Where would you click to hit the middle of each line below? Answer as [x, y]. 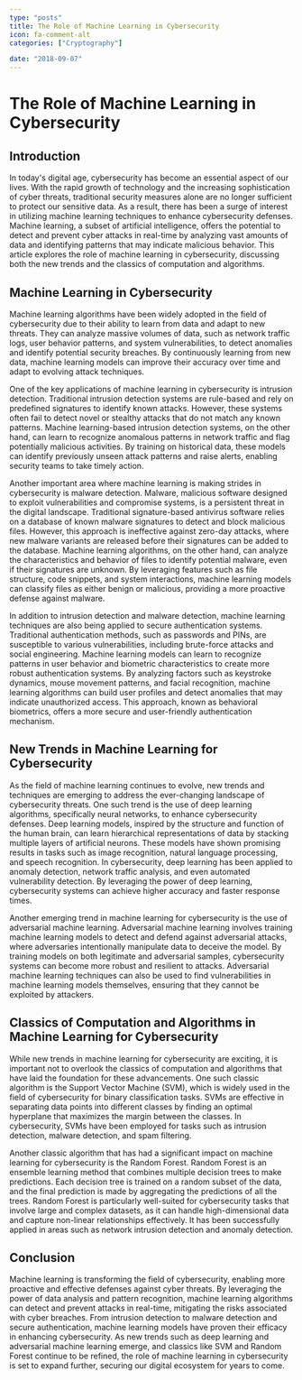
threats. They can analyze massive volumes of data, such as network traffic [150, 333]
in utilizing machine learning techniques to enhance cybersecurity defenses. [151, 216]
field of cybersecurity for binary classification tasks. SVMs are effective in [147, 1097]
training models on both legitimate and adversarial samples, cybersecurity [147, 956]
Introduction [45, 156]
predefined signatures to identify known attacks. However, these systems [146, 408]
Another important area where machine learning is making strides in [135, 483]
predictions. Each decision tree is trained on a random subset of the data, [146, 1182]
